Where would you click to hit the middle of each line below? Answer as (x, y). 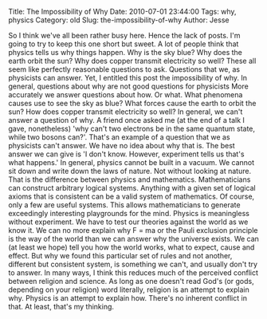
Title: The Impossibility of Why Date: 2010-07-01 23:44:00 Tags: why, (122, 12)
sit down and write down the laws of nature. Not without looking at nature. (130, 171)
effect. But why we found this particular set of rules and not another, (120, 256)
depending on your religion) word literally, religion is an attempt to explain (129, 289)
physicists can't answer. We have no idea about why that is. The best (122, 146)
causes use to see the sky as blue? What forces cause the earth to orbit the (132, 103)
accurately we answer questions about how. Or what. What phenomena (126, 95)
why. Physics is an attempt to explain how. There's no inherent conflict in (128, 298)
